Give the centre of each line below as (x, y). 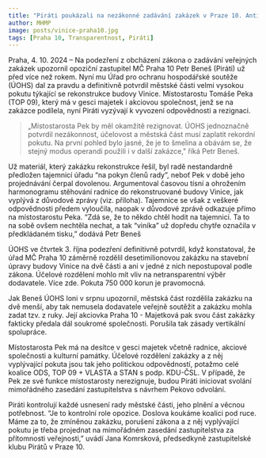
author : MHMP (30, 23)
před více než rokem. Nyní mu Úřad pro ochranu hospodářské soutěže (123, 77)
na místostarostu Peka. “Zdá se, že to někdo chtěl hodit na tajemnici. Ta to (129, 217)
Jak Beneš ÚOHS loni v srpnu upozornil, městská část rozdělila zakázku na (131, 299)
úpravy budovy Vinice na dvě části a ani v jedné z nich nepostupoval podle (130, 266)
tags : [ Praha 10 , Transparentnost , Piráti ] (81, 38)
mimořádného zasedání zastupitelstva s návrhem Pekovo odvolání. (117, 390)
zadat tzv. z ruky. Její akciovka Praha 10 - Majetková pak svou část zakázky (132, 315)
